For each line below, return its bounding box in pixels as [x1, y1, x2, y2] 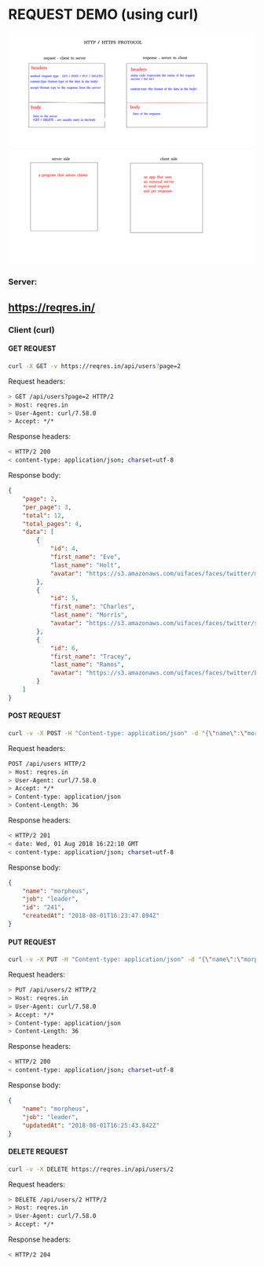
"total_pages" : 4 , [22, 520, 82, 528]
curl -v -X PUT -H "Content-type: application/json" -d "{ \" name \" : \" [8, 955, 244, 964]
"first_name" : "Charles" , [49, 603, 135, 611]
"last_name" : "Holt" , [49, 561, 122, 569]
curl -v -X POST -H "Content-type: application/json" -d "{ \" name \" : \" [8, 729, 247, 737]
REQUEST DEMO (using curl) [8, 6, 199, 24]
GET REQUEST [8, 344, 57, 353]
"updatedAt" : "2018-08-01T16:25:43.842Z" [22, 1121, 159, 1129]
